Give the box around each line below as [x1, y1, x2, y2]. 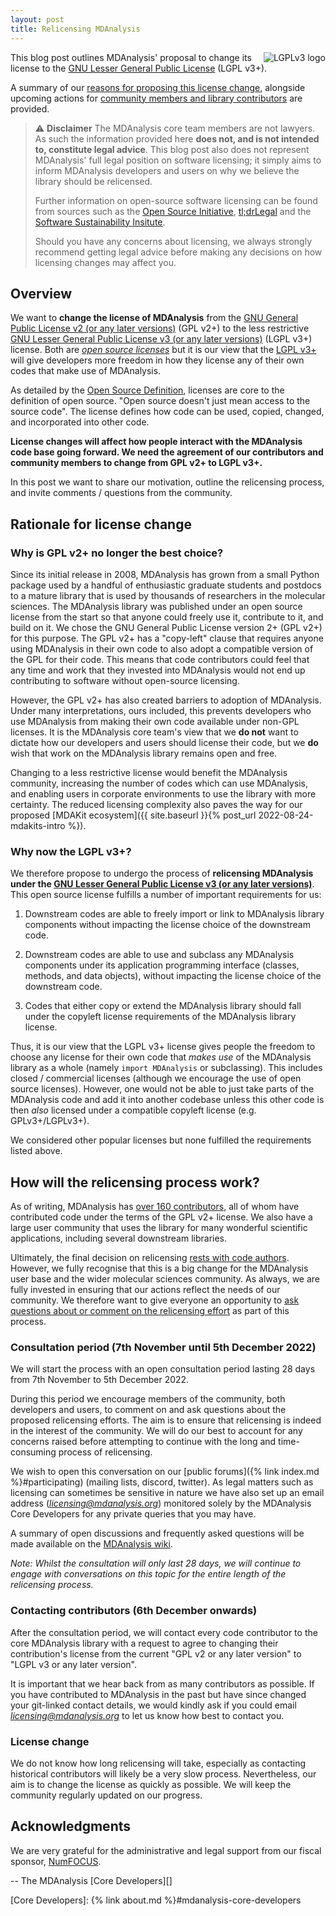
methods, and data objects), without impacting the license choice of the [24, 970, 322, 982]
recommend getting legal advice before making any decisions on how [34, 246, 323, 258]
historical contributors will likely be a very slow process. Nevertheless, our [10, 1768, 317, 1780]
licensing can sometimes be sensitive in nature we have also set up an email [10, 1487, 325, 1499]
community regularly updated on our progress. [10, 1789, 203, 1801]
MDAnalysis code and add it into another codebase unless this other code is [10, 1094, 325, 1106]
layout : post [10, 14, 65, 25]
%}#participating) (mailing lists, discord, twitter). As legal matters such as [10, 1476, 314, 1488]
